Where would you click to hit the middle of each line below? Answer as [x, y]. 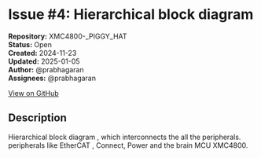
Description [37, 118]
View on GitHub [33, 93]
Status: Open [30, 44]
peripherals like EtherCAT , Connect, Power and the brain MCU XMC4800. [128, 145]
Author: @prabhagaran [46, 69]
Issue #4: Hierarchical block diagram [131, 15]
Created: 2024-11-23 [42, 53]
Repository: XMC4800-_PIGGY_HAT [68, 36]
